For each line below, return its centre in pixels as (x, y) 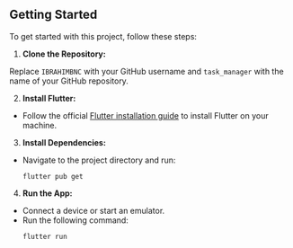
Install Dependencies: (64, 142)
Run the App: (48, 193)
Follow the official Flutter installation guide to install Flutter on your (145, 115)
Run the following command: (75, 220)
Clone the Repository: (64, 54)
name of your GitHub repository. (69, 81)
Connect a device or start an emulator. (93, 210)
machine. (40, 125)
